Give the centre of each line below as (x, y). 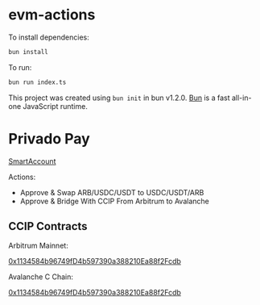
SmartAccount (32, 161)
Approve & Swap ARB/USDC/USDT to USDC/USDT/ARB (112, 192)
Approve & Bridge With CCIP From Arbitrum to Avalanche (114, 201)
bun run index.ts (37, 82)
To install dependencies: (49, 37)
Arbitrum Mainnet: (38, 246)
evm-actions (52, 15)
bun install (28, 52)
